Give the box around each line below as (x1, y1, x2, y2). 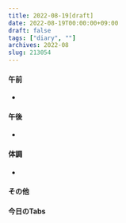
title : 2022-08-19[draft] (8, 11, 94, 20)
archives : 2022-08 (8, 41, 69, 49)
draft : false (8, 26, 52, 34)
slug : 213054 (8, 49, 52, 57)
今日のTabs (8, 206, 46, 216)
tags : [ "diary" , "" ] (8, 33, 77, 42)
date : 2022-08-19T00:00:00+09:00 (8, 19, 119, 27)
